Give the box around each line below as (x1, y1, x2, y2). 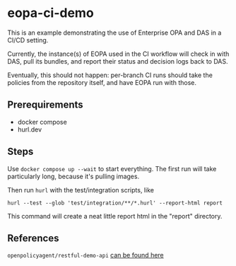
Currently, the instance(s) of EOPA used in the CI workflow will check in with (7, 50, 230, 58)
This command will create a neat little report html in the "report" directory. (7, 212, 223, 220)
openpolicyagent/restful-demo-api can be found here (7, 251, 164, 260)
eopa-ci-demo (7, 5, 94, 21)
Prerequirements (7, 99, 83, 111)
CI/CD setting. (7, 35, 49, 44)
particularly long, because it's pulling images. (7, 172, 140, 180)
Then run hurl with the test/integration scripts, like (7, 185, 154, 194)
